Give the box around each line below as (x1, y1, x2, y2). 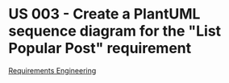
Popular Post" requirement (8, 39, 192, 57)
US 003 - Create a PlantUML (8, 5, 201, 23)
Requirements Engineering (8, 65, 97, 75)
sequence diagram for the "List (8, 22, 222, 40)
